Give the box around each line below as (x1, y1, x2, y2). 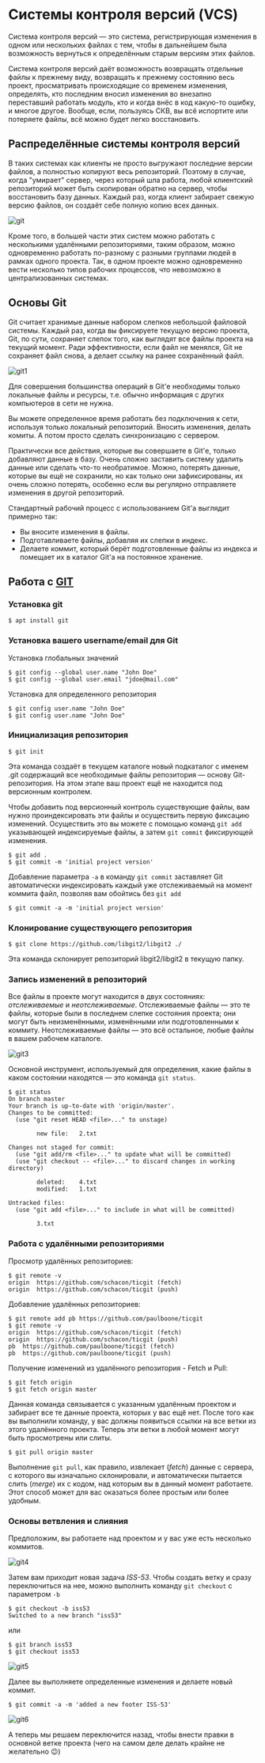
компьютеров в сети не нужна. (8, 398, 114, 408)
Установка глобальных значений (8, 653, 119, 663)
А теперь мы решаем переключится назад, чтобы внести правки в (8, 1730, 235, 1739)
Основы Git (8, 296, 67, 310)
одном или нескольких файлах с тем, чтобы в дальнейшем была (8, 40, 227, 49)
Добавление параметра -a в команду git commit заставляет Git (8, 872, 223, 881)
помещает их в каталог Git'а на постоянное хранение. (19, 552, 203, 561)
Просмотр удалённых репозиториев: (8, 1256, 134, 1266)
